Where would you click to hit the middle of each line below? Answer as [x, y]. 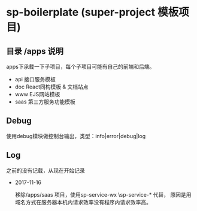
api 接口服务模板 [35, 79]
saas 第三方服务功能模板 [45, 102]
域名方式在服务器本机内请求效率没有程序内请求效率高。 [83, 202]
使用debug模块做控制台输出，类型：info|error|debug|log [76, 136]
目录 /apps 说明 [35, 51]
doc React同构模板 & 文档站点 [51, 87]
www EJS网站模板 [37, 94]
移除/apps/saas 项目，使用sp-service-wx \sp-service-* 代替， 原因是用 [103, 194]
